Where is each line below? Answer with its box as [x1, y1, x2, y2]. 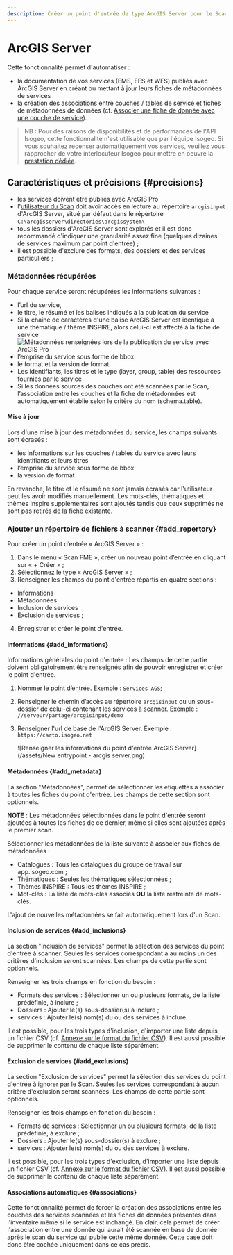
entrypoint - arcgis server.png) [57, 751, 146, 760]
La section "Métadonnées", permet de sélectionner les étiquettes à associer [7, 782, 224, 791]
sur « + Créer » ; [17, 561, 64, 569]
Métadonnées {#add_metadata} [7, 767, 102, 776]
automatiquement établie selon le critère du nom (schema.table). [17, 397, 202, 405]
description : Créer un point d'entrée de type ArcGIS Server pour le [7, 10, 213, 17]
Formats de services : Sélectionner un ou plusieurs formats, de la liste [17, 1122, 217, 1130]
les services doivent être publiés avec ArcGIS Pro [17, 195, 159, 204]
